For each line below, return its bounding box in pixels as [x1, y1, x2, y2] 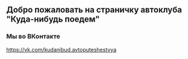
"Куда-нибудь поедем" [6, 14, 100, 25]
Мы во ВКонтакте [6, 33, 60, 41]
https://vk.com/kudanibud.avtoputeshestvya [6, 46, 117, 53]
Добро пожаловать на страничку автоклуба [6, 5, 183, 15]
